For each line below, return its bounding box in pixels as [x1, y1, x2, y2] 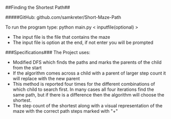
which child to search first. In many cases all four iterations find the [12, 86, 154, 92]
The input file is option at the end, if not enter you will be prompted [12, 39, 154, 45]
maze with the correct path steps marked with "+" [12, 108, 118, 114]
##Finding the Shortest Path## [5, 5, 70, 10]
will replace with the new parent [12, 76, 80, 81]
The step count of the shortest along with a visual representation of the [12, 103, 163, 109]
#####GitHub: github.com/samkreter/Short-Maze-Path [5, 14, 121, 20]
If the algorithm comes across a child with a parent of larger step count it [12, 70, 166, 76]
